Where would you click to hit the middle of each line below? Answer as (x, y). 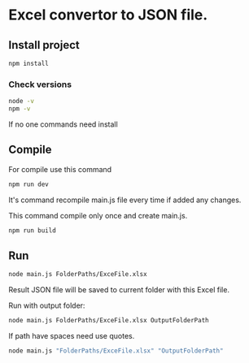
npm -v (20, 109)
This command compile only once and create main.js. (98, 215)
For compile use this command (60, 169)
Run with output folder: (47, 305)
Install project (44, 45)
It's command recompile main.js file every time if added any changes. (125, 200)
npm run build (33, 230)
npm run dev (28, 184)
